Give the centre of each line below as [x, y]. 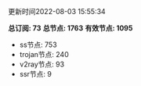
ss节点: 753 [38, 45]
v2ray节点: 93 [42, 64]
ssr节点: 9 [36, 74]
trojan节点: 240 [44, 54]
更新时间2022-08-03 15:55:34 [57, 11]
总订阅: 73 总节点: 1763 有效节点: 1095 [70, 28]
